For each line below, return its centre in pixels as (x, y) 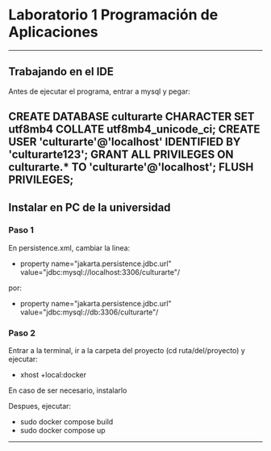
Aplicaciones (53, 32)
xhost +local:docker (53, 375)
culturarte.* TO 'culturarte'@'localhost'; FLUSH (131, 167)
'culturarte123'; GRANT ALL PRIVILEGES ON (121, 155)
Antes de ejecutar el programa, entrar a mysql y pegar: (100, 91)
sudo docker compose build (67, 422)
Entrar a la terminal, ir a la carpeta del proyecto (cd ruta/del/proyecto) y (127, 351)
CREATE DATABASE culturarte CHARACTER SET (131, 117)
